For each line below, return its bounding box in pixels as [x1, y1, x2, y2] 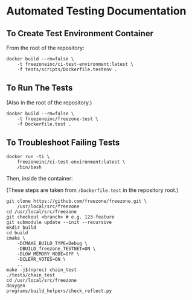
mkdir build [6, 225, 36, 231]
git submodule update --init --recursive [6, 219, 112, 225]
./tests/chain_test [6, 272, 56, 278]
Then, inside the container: [6, 174, 74, 182]
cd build [6, 229, 28, 236]
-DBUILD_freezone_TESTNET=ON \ [17, 246, 96, 252]
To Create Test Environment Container [6, 28, 154, 39]
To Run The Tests [6, 83, 73, 93]
